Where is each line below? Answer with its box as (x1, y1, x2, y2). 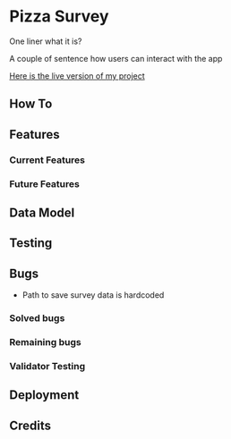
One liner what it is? (9, 36, 82, 46)
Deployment (9, 387, 80, 403)
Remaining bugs (9, 336, 82, 348)
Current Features (9, 154, 86, 166)
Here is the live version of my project (9, 70, 145, 81)
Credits (9, 418, 52, 433)
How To (9, 97, 53, 112)
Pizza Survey (9, 6, 109, 27)
